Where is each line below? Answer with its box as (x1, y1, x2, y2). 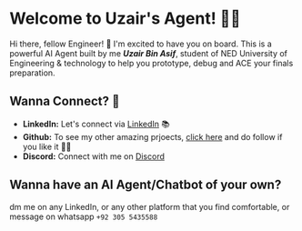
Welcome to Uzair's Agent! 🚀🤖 (9, 8, 241, 29)
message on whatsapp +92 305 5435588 (9, 211, 158, 222)
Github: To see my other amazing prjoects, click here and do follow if (22, 131, 283, 142)
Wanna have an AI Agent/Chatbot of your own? (9, 177, 282, 193)
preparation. (9, 67, 56, 78)
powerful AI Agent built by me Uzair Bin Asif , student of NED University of (9, 47, 288, 58)
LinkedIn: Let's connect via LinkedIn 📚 (22, 118, 170, 129)
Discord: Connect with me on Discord (22, 150, 166, 162)
